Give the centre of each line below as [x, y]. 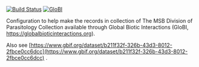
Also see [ [19, 45]
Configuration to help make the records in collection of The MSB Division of [99, 21]
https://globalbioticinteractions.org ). [51, 33]
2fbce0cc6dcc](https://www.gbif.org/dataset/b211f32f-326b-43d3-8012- [97, 51]
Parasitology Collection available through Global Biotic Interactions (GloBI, [97, 27]
